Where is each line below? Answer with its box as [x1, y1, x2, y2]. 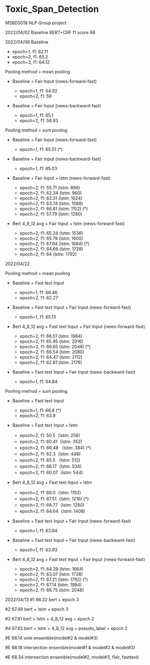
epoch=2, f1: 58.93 [19, 117, 58, 123]
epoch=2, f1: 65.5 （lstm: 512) [19, 457, 80, 463]
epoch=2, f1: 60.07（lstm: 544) [19, 469, 83, 475]
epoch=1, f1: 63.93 [19, 547, 58, 553]
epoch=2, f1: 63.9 [19, 412, 56, 419]
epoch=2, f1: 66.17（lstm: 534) [19, 463, 82, 469]
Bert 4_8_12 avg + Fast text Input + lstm [12, 479, 92, 485]
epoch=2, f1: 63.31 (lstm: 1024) [19, 195, 83, 201]
